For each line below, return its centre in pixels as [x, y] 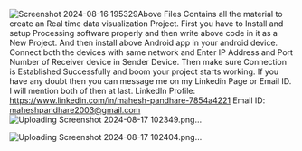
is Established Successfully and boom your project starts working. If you [144, 71]
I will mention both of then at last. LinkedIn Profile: [103, 91]
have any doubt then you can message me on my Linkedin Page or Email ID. [151, 81]
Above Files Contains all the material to [210, 14]
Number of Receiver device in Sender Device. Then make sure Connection [148, 62]
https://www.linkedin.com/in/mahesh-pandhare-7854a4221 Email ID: [137, 100]
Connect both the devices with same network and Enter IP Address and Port [151, 52]
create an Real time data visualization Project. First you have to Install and [146, 24]
